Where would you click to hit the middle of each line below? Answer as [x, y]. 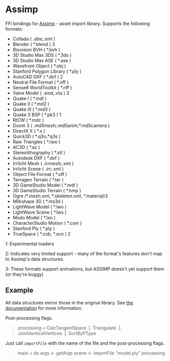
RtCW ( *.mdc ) [28, 120]
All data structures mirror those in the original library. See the [69, 302]
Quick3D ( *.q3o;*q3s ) [37, 136]
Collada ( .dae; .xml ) [34, 39]
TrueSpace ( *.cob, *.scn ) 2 [41, 234]
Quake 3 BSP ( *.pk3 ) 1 [37, 114]
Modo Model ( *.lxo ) [34, 217]
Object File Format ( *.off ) [40, 174]
